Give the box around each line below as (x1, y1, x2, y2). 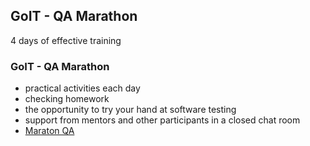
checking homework (24, 93, 110, 105)
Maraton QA (24, 125, 75, 137)
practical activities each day (24, 82, 141, 94)
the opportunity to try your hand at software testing (24, 104, 237, 116)
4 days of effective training (10, 34, 122, 46)
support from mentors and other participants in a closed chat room (24, 114, 301, 126)
